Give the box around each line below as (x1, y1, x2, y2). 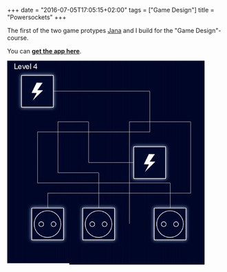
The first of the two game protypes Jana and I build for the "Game (7, 27, 195, 34)
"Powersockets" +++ (7, 13, 67, 21)
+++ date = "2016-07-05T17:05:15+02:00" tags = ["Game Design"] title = (7, 6, 215, 14)
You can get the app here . (7, 47, 82, 55)
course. (7, 34, 29, 42)
